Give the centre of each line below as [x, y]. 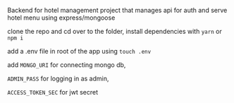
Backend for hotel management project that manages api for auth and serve [117, 10]
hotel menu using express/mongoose [61, 18]
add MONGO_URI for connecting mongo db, [67, 65]
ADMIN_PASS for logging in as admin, [58, 78]
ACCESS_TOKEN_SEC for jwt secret [53, 92]
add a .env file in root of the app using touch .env [79, 51]
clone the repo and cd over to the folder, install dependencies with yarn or [115, 31]
